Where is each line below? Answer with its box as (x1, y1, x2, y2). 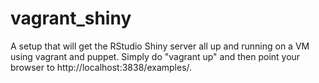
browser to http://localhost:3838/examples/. (10, 61, 193, 73)
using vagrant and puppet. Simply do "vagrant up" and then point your (10, 50, 301, 62)
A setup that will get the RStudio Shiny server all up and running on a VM (10, 40, 310, 52)
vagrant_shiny (10, 7, 132, 30)
